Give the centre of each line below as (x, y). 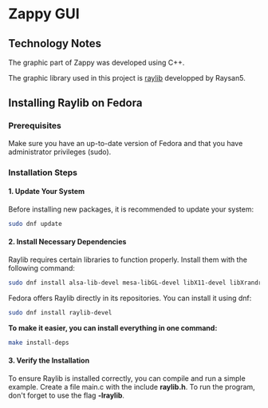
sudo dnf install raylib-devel (60, 312)
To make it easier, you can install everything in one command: (113, 327)
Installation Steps (43, 172)
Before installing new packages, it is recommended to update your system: (131, 209)
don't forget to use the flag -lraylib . (67, 395)
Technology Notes (55, 44)
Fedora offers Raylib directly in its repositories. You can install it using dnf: (130, 298)
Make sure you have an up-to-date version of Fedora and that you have (126, 143)
